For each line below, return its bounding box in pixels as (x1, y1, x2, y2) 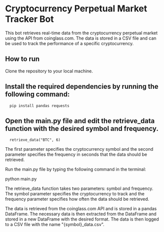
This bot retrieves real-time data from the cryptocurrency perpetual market (5, 30, 158, 36)
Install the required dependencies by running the (5, 82, 159, 91)
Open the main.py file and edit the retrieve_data (5, 116, 155, 125)
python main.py (5, 176, 37, 182)
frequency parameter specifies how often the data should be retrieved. (5, 196, 150, 202)
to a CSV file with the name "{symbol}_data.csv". (5, 222, 105, 228)
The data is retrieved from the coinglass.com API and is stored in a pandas (5, 206, 157, 212)
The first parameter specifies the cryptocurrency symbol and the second (5, 146, 154, 152)
